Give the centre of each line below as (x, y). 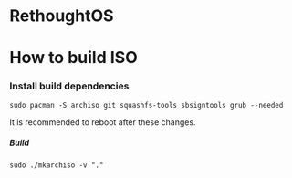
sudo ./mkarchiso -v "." (57, 165)
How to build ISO (74, 58)
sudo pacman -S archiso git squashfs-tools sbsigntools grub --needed (146, 105)
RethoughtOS (62, 16)
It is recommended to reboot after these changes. (103, 122)
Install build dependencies (69, 86)
